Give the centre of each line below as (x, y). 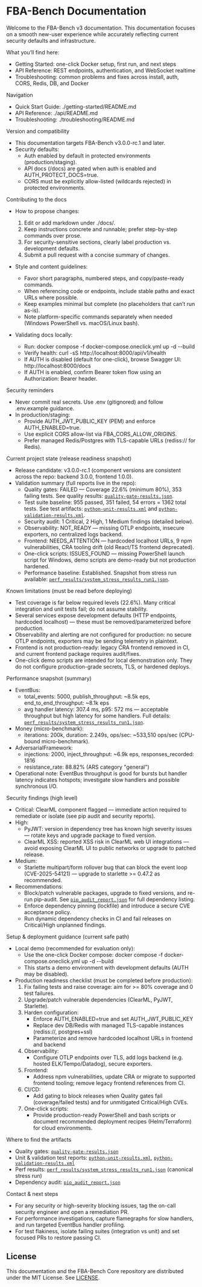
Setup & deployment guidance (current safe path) (68, 936)
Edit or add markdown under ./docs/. (70, 223)
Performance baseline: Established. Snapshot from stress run (100, 573)
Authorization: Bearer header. (61, 378)
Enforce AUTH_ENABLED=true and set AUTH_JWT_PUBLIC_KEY (113, 1018)
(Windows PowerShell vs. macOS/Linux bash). (82, 323)
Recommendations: (39, 886)
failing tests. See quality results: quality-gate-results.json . (99, 495)
